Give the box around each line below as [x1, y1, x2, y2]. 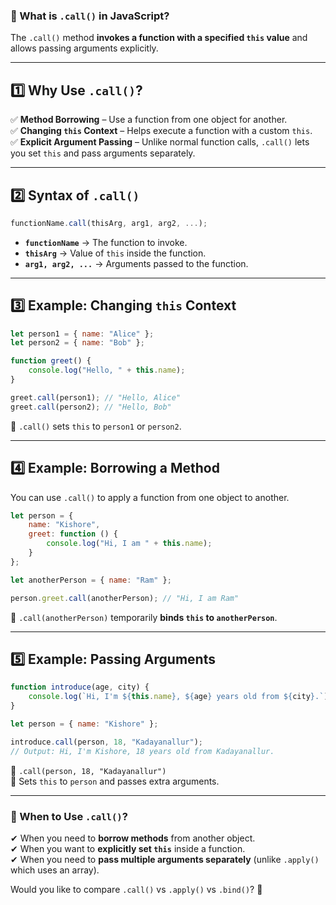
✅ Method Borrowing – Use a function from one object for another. [10, 114, 288, 126]
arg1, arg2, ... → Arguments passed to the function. [24, 257, 249, 269]
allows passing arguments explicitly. [10, 42, 159, 54]
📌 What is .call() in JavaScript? [10, 9, 170, 23]
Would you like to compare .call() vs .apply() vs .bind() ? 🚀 [10, 883, 263, 895]
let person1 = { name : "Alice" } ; [10, 329, 155, 339]
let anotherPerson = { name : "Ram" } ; [10, 575, 172, 585]
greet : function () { [28, 529, 118, 539]
